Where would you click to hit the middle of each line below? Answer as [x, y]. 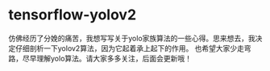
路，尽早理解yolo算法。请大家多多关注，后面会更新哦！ [100, 58]
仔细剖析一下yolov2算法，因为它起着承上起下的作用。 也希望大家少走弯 [133, 48]
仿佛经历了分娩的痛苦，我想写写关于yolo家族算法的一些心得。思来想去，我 [132, 38]
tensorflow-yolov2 [73, 15]
